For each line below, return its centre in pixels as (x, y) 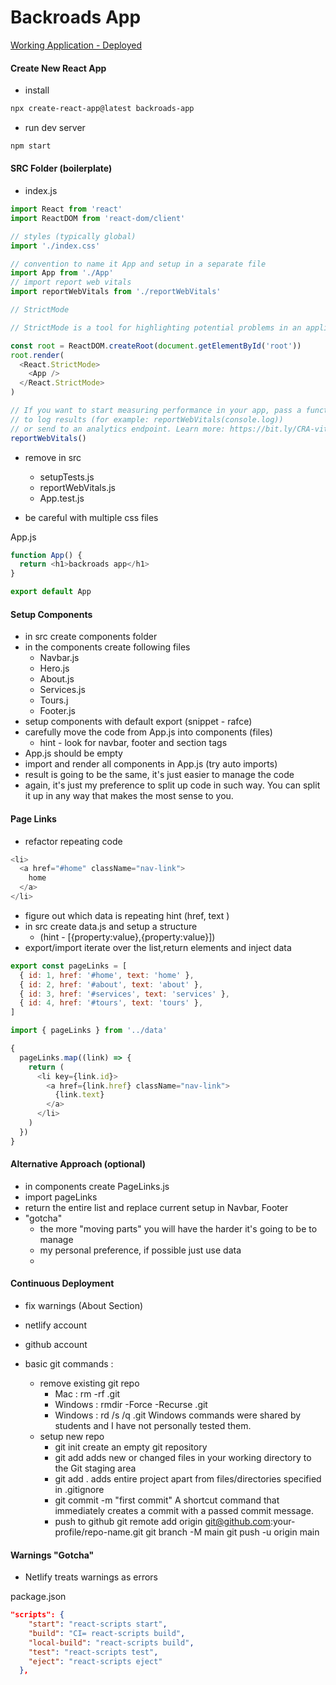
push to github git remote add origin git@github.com (162, 1522)
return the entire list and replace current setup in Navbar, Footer (156, 1207)
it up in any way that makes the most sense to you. (129, 796)
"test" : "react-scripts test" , (93, 1652)
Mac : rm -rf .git (87, 1394)
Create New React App (58, 68)
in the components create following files (107, 647)
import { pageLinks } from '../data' (89, 1031)
